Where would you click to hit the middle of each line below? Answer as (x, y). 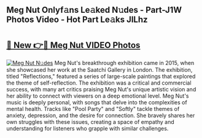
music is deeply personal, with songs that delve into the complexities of (97, 102)
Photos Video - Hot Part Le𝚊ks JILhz (77, 20)
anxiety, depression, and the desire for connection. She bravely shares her (101, 115)
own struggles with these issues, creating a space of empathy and (90, 122)
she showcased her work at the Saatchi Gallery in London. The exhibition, (99, 70)
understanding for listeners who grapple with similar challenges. (87, 128)
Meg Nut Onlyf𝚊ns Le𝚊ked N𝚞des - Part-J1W (94, 10)
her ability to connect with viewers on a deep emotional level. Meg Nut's (98, 96)
